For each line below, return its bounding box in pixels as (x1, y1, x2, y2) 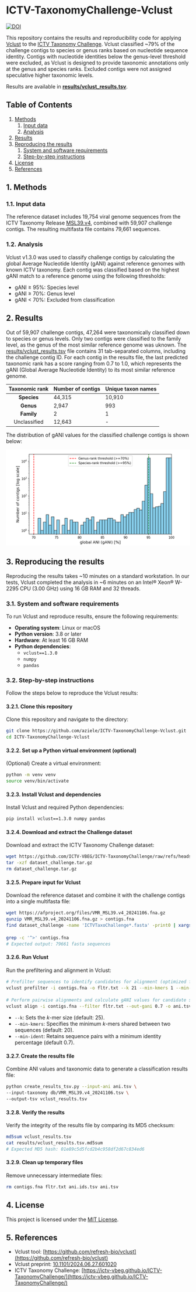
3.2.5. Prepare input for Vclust (6, 879, 81, 886)
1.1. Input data (6, 200, 45, 208)
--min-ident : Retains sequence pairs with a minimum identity (14, 1033, 162, 1040)
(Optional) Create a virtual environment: (6, 760, 101, 767)
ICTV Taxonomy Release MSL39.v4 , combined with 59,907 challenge (6, 219, 172, 226)
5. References (6, 1233, 58, 1243)
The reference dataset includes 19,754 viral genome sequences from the (6, 213, 181, 220)
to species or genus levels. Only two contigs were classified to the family (6, 335, 181, 342)
